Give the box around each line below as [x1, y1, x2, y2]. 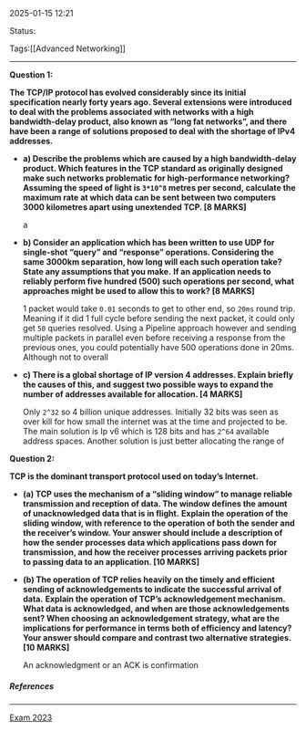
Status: [9, 26, 36, 36]
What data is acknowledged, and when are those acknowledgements [22, 603, 290, 614]
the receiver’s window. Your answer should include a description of [22, 527, 283, 538]
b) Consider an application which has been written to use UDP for [22, 237, 275, 247]
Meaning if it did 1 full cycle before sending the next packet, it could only [22, 313, 295, 323]
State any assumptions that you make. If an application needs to [22, 266, 271, 277]
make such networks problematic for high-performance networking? [22, 172, 290, 183]
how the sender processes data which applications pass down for [22, 538, 278, 548]
